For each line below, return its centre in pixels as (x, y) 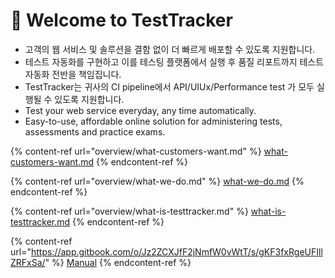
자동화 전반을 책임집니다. (73, 74)
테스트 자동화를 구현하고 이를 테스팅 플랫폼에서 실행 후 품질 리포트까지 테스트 (174, 61)
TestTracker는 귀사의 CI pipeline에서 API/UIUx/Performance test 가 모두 (169, 86)
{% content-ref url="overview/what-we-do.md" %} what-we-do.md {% (157, 181)
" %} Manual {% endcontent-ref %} (118, 262)
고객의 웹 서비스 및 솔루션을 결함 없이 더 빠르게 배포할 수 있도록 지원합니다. (170, 49)
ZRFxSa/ (28, 262)
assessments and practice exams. (95, 131)
